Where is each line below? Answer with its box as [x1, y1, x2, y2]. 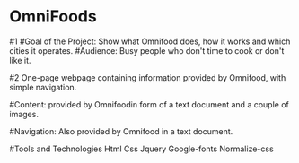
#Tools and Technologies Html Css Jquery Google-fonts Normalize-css [9, 143, 274, 154]
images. [9, 108, 39, 119]
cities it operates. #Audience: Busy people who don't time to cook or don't [9, 45, 285, 56]
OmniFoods [9, 6, 97, 27]
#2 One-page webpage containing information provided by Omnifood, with [9, 72, 286, 82]
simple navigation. [9, 81, 77, 92]
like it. [9, 55, 31, 65]
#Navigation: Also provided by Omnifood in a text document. [9, 125, 233, 136]
